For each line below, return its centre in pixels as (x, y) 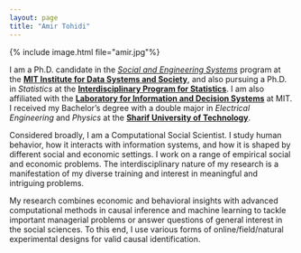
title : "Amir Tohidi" (50, 26)
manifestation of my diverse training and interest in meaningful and (134, 173)
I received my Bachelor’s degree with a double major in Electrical (130, 108)
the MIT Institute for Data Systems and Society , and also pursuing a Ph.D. (148, 79)
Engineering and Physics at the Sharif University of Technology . (130, 117)
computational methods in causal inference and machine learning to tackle (148, 210)
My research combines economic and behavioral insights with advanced (144, 201)
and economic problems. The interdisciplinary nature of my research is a (144, 164)
